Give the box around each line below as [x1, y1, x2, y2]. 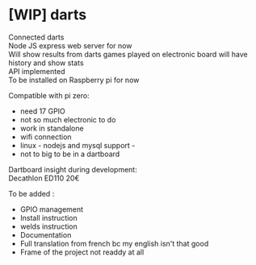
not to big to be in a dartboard [19, 149, 120, 159]
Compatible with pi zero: [8, 90, 90, 100]
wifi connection [19, 131, 72, 142]
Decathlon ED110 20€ [8, 173, 80, 183]
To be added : [8, 188, 55, 198]
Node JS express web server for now [8, 40, 132, 50]
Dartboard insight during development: [8, 164, 137, 174]
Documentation [19, 230, 72, 239]
